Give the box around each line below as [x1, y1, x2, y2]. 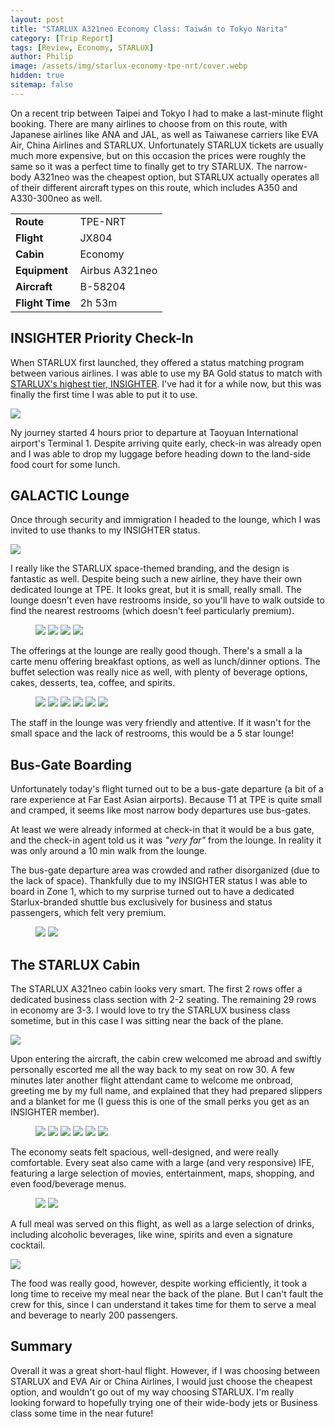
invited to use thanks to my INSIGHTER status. [10, 524, 201, 536]
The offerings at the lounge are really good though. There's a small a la [10, 645, 303, 657]
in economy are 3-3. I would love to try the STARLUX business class [10, 1004, 291, 1016]
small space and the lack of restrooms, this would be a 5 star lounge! [10, 727, 295, 740]
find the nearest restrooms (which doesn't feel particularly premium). [10, 605, 295, 617]
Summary [10, 1338, 73, 1355]
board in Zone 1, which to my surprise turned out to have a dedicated [10, 886, 295, 898]
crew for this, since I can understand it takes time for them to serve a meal [10, 1299, 317, 1310]
